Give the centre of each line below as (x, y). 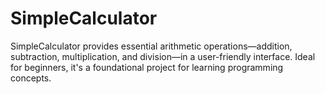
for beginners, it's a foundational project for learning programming (147, 67)
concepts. (31, 78)
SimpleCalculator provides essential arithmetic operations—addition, (151, 46)
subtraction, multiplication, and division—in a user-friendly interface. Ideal (163, 56)
